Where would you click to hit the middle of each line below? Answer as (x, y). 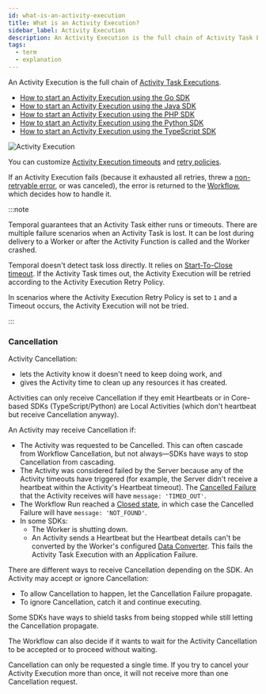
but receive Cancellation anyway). (64, 415)
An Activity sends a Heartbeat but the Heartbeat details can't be (136, 538)
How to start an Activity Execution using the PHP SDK (107, 114)
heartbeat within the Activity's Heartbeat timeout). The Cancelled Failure (138, 487)
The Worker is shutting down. (80, 529)
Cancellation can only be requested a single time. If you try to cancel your (129, 665)
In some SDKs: (44, 521)
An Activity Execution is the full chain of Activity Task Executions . (115, 82)
